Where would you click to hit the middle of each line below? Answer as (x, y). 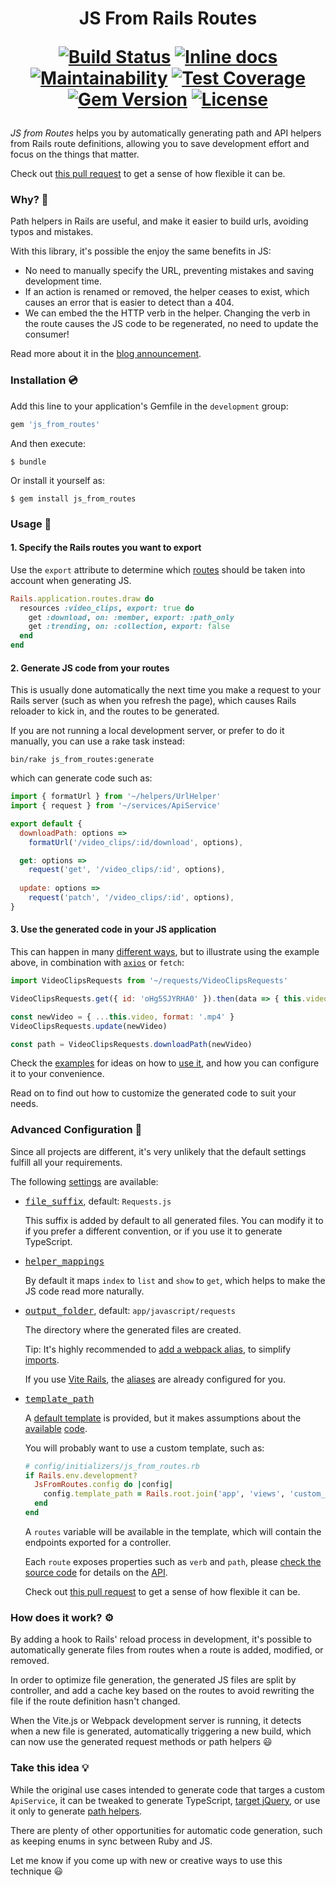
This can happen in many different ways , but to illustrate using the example (165, 952)
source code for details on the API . (96, 1572)
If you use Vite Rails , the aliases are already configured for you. (155, 1379)
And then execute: (48, 443)
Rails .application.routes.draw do (82, 598)
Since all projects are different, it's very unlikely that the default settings (158, 1151)
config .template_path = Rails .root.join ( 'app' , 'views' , (164, 1494)
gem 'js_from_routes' (55, 424)
